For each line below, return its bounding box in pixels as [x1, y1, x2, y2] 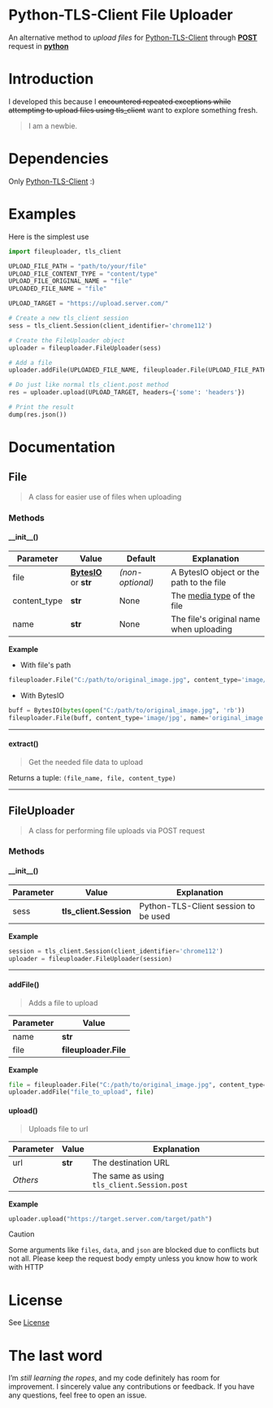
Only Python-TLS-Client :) [8, 176, 95, 186]
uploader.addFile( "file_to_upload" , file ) [8, 1088, 154, 1097]
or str [70, 576, 92, 588]
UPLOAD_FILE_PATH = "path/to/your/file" [8, 262, 148, 270]
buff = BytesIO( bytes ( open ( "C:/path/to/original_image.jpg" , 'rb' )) [8, 706, 245, 715]
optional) [119, 576, 154, 588]
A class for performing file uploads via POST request [28, 825, 206, 835]
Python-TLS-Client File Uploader [8, 6, 233, 24]
